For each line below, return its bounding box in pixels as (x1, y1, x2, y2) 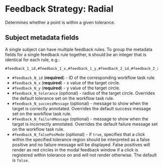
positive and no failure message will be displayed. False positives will (12, 142, 150, 148)
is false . (12, 157, 29, 163)
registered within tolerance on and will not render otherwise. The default (12, 152, 157, 158)
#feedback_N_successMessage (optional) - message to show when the (12, 100, 148, 106)
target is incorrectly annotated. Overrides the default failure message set (12, 121, 158, 127)
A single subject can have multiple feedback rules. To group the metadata (5, 46, 153, 52)
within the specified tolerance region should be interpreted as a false (12, 136, 150, 142)
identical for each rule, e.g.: (5, 57, 60, 63)
